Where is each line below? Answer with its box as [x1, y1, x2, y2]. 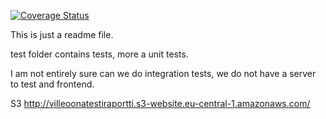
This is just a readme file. [10, 29, 114, 40]
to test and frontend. [10, 78, 95, 90]
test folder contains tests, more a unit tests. [10, 48, 189, 60]
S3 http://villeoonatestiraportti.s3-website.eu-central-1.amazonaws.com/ [10, 98, 311, 109]
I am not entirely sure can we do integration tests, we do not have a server [10, 68, 317, 79]
